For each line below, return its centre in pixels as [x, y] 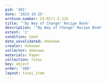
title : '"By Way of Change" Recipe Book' [48, 23]
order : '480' [18, 69]
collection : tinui [24, 60]
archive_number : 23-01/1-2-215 [37, 19]
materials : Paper [23, 55]
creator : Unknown [23, 46]
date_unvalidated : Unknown [32, 41]
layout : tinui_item [25, 73]
